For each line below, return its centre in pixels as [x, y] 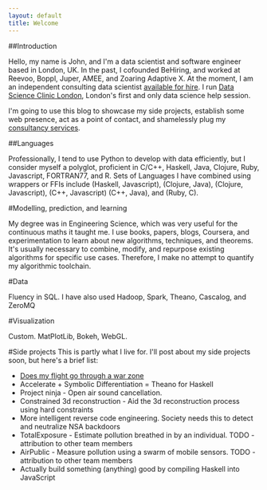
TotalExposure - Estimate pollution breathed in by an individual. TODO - [137, 435]
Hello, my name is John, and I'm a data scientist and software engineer [125, 61]
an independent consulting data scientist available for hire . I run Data [121, 87]
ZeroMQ [22, 305]
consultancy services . [45, 128]
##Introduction [33, 45]
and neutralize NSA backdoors [70, 426]
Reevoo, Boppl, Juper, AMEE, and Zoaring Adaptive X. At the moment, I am [131, 78]
